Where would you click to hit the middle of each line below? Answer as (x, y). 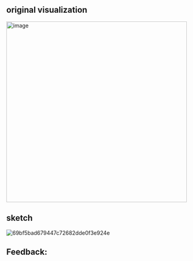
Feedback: (27, 252)
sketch (19, 218)
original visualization (47, 10)
